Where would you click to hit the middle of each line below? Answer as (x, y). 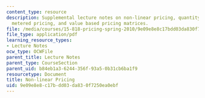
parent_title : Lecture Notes (43, 57)
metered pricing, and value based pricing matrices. (80, 23)
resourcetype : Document (37, 74)
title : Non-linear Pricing (41, 80)
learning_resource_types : (39, 40)
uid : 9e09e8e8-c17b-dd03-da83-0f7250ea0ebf (63, 86)
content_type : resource (37, 12)
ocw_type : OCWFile (30, 52)
